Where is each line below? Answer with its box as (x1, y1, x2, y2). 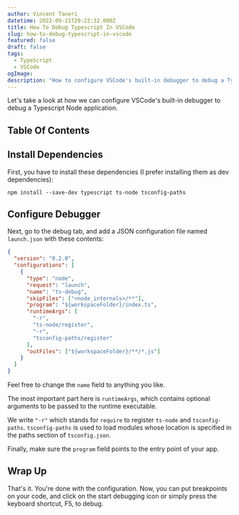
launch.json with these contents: (7, 234, 105, 243)
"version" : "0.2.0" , (14, 255, 75, 262)
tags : (7, 51, 23, 58)
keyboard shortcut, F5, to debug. (7, 499, 104, 508)
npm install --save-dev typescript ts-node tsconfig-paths (7, 189, 186, 196)
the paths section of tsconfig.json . (7, 431, 112, 439)
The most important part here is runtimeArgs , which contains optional (7, 395, 211, 403)
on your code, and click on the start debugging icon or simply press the (7, 491, 217, 500)
